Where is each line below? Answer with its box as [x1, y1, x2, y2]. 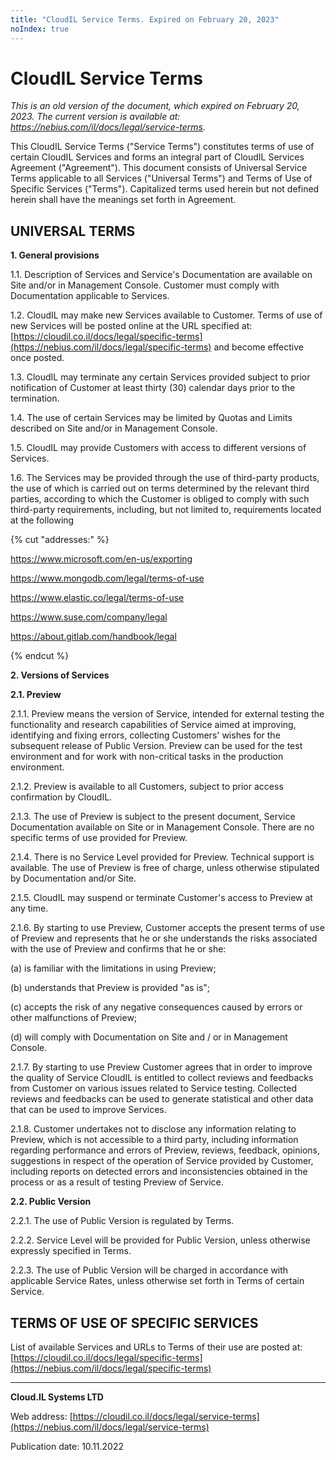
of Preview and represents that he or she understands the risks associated [10, 932, 318, 945]
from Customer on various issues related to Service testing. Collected [10, 1082, 298, 1095]
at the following [10, 514, 75, 526]
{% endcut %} [10, 650, 70, 662]
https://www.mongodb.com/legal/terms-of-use [10, 572, 205, 585]
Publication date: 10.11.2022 [10, 1441, 125, 1453]
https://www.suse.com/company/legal [10, 611, 168, 623]
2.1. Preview [10, 689, 62, 701]
